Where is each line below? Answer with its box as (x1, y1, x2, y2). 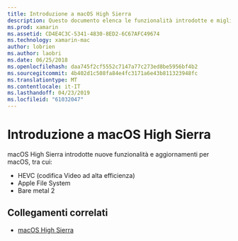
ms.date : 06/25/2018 (7, 57, 69, 64)
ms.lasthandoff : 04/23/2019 (7, 89, 91, 96)
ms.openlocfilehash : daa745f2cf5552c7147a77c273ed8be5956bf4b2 (7, 63, 198, 70)
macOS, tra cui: (7, 157, 53, 166)
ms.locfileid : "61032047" (7, 96, 84, 103)
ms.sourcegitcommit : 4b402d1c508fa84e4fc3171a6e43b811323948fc (7, 69, 198, 77)
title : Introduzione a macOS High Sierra (7, 10, 132, 18)
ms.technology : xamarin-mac (7, 37, 91, 44)
